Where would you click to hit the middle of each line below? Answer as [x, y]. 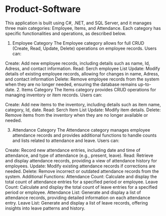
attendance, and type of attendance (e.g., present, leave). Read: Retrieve [79, 155]
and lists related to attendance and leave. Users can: [66, 141]
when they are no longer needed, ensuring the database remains [71, 84]
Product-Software [43, 9]
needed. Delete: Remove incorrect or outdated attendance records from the [82, 171]
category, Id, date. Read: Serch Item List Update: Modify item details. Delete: [83, 110]
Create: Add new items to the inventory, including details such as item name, [83, 104]
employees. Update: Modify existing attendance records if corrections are [80, 166]
